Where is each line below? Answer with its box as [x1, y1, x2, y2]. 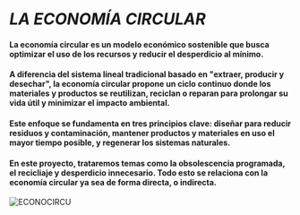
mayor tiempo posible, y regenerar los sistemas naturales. [9, 137, 231, 148]
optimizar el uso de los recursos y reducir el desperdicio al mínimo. [9, 48, 264, 59]
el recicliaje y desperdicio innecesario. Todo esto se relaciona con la [9, 167, 269, 178]
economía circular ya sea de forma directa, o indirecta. [9, 176, 218, 187]
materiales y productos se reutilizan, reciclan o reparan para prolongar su [9, 88, 288, 99]
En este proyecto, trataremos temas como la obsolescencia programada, [9, 158, 286, 168]
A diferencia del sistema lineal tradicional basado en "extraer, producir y [9, 69, 285, 80]
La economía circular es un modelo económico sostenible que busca [9, 39, 270, 49]
